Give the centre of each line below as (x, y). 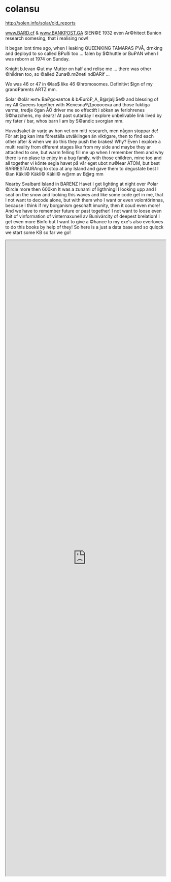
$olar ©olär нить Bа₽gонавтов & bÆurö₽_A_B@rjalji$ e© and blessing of (82, 99)
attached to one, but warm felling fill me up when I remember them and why (84, 152)
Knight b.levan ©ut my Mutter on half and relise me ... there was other (78, 69)
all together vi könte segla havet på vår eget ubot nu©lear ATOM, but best (82, 163)
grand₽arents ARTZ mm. (31, 89)
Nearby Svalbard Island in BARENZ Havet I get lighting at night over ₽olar (82, 184)
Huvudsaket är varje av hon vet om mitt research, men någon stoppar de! (82, 131)
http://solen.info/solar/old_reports (41, 23)
